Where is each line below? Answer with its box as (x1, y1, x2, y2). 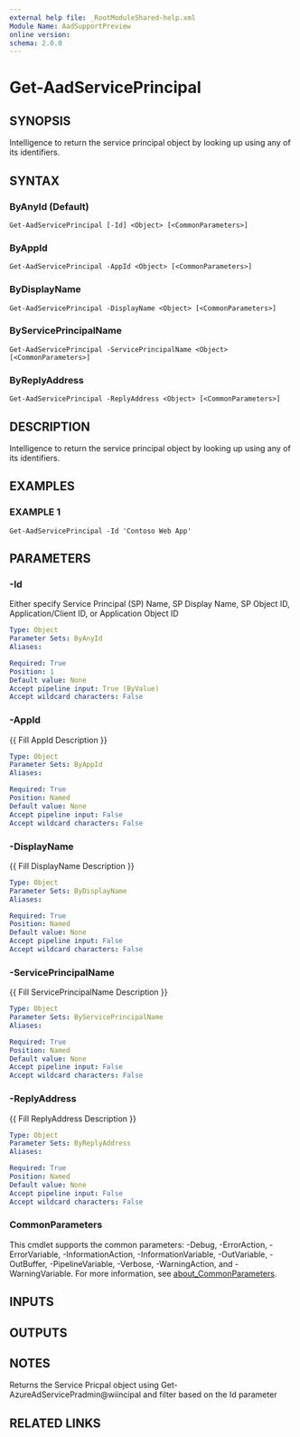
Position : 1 (9, 667, 54, 676)
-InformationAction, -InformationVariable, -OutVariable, (62, 1249, 268, 1260)
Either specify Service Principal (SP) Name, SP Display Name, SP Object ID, (9, 599, 291, 610)
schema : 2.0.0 (9, 38, 63, 48)
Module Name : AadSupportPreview (9, 22, 131, 31)
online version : (9, 30, 70, 39)
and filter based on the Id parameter (143, 1389, 277, 1400)
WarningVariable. (9, 1268, 74, 1279)
